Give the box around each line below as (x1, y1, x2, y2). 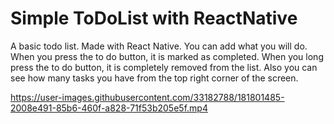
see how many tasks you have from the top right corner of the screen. (10, 72, 299, 84)
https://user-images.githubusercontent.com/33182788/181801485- (10, 91, 285, 103)
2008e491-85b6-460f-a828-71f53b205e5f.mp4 (10, 102, 208, 114)
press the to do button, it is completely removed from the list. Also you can (10, 61, 318, 73)
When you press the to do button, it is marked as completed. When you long (10, 50, 324, 62)
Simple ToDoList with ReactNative (10, 7, 298, 30)
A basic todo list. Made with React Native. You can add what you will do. (10, 40, 308, 52)
